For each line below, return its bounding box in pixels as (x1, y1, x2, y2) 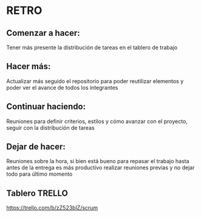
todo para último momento (6, 170, 73, 178)
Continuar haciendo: (6, 101, 86, 112)
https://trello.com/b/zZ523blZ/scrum (6, 204, 98, 212)
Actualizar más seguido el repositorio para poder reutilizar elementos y (6, 77, 184, 85)
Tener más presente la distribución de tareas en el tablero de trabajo (6, 44, 178, 51)
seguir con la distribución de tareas (6, 124, 95, 131)
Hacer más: (6, 61, 51, 72)
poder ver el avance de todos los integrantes (6, 84, 118, 91)
